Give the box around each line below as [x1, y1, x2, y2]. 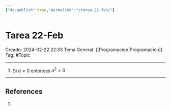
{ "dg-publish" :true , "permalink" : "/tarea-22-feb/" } [5, 7, 115, 13]
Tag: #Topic [5, 52, 31, 58]
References [5, 87, 43, 96]
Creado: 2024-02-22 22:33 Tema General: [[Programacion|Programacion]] [5, 47, 163, 53]
